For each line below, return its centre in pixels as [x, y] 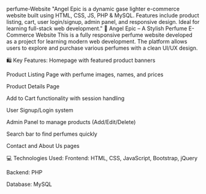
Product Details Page [33, 86]
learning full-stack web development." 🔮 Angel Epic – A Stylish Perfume [97, 28]
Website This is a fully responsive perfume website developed [114, 35]
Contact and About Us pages [43, 146]
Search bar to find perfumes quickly [52, 134]
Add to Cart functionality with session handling [65, 98]
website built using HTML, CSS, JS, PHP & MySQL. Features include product [103, 15]
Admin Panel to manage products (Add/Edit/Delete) [71, 122]
